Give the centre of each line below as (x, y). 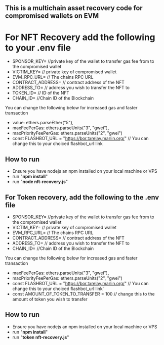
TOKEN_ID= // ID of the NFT (41, 93)
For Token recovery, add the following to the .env (82, 197)
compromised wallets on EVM (52, 16)
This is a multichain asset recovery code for (74, 8)
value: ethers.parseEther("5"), (43, 123)
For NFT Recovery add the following (80, 37)
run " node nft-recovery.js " (40, 182)
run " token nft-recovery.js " (41, 337)
